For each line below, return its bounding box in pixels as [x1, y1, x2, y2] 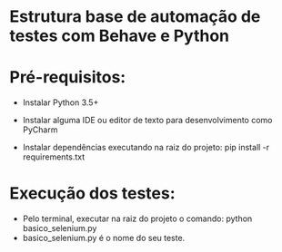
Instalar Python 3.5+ [22, 97, 99, 108]
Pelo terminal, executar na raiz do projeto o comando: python [22, 213, 253, 224]
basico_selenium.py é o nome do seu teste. [22, 233, 186, 244]
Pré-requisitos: [9, 67, 126, 88]
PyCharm [22, 124, 58, 135]
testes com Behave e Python [9, 25, 230, 46]
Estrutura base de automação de [9, 6, 261, 27]
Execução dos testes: [9, 183, 176, 204]
